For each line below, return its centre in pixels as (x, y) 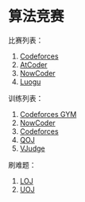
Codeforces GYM (48, 114)
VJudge (32, 148)
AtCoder (33, 64)
